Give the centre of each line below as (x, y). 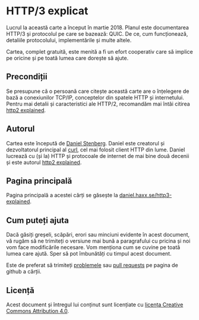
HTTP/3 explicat (47, 11)
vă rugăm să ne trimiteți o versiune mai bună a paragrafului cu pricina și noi (98, 241)
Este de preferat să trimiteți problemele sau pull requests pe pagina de (92, 265)
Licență (20, 290)
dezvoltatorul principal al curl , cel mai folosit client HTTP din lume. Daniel (96, 150)
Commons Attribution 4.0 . (38, 311)
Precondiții (27, 77)
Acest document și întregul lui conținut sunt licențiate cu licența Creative (95, 305)
